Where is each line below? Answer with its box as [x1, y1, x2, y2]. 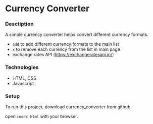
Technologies [5, 64, 39, 71]
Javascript [12, 80, 34, 86]
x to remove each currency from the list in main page [12, 46, 120, 52]
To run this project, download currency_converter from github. [5, 104, 132, 110]
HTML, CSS [12, 75, 36, 81]
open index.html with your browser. [5, 114, 78, 120]
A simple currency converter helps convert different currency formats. [5, 31, 149, 37]
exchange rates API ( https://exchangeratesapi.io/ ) [12, 52, 114, 58]
